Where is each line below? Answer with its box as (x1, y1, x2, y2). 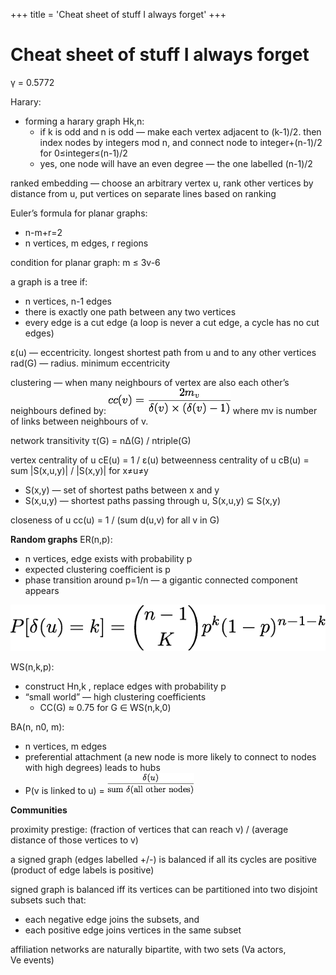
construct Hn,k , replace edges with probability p (24, 680, 227, 692)
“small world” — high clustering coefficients (24, 690, 207, 703)
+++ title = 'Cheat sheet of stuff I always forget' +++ (10, 9, 227, 20)
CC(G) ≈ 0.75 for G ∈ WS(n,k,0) (39, 701, 172, 713)
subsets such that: (10, 894, 87, 906)
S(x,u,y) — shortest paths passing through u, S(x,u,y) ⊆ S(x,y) (24, 494, 282, 506)
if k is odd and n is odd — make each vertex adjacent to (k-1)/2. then (39, 125, 322, 138)
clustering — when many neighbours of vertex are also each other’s (10, 376, 290, 388)
